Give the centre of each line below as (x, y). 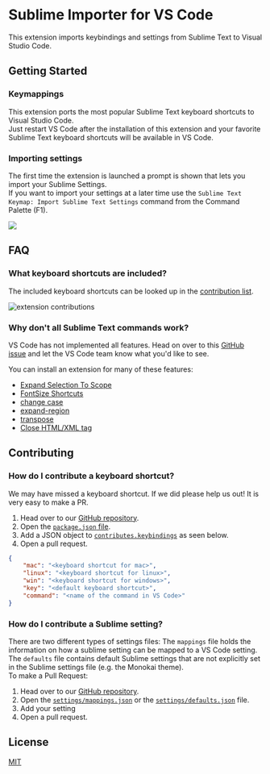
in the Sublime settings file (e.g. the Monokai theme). (96, 668)
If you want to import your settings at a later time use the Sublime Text (125, 193)
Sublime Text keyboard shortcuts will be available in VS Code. (111, 137)
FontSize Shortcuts (52, 393)
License (29, 742)
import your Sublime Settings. (58, 184)
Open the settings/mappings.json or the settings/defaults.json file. (135, 700)
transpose (37, 419)
